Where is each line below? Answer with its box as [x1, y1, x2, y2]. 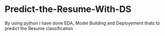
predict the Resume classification [4, 25, 73, 31]
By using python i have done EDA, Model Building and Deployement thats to [4, 20, 160, 26]
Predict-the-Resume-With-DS [4, 3, 132, 15]
